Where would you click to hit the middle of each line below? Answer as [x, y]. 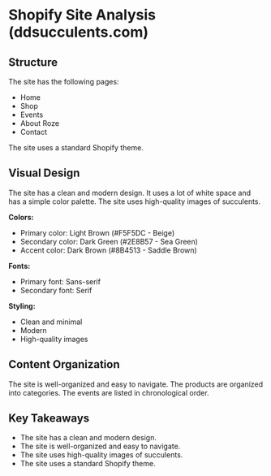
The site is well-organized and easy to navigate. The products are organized [136, 384]
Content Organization [64, 364]
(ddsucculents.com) [78, 32]
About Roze [39, 123]
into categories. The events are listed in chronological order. [109, 392]
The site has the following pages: [64, 82]
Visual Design [44, 173]
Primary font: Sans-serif [60, 281]
